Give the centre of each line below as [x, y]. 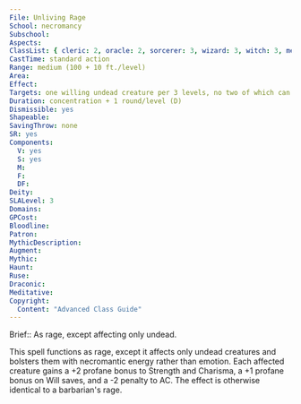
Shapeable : [30, 117]
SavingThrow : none [43, 126]
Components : [31, 142]
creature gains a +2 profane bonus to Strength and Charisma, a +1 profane [147, 371]
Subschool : [30, 34]
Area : [19, 76]
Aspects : [26, 43]
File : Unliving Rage [48, 17]
